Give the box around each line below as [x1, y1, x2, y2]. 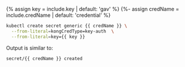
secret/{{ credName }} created [6, 55, 83, 61]
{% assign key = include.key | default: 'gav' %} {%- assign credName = [6, 6, 180, 12]
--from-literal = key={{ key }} [11, 34, 85, 40]
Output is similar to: [6, 44, 53, 51]
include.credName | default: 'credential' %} [6, 12, 111, 19]
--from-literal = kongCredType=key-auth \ [11, 28, 115, 34]
